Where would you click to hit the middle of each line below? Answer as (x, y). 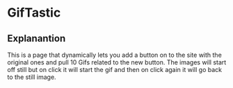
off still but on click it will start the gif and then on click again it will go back (115, 70)
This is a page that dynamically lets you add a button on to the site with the (115, 55)
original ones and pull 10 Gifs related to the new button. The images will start (117, 62)
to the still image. (32, 77)
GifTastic (34, 13)
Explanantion (37, 38)
